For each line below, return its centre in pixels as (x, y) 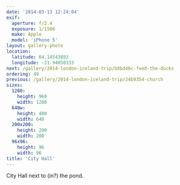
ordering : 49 (23, 74)
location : (19, 52)
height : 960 (32, 96)
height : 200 (32, 130)
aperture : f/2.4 (32, 23)
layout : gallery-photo (35, 46)
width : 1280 (32, 102)
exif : (13, 18)
